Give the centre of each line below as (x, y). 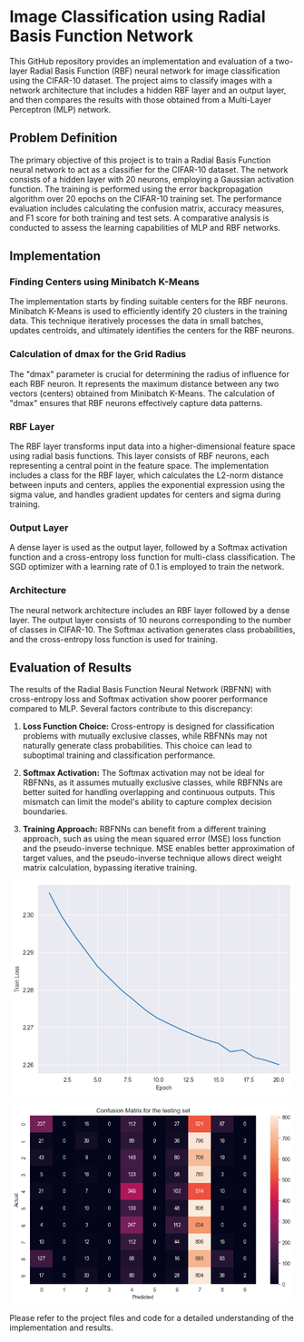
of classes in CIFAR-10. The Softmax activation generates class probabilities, (152, 630)
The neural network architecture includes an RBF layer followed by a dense (150, 610)
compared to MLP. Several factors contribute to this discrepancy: (131, 709)
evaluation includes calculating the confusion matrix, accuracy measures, (147, 208)
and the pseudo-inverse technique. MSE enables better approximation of (158, 849)
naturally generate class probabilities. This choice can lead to (137, 746)
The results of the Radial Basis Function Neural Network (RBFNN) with (141, 690)
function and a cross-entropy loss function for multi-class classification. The (152, 557)
